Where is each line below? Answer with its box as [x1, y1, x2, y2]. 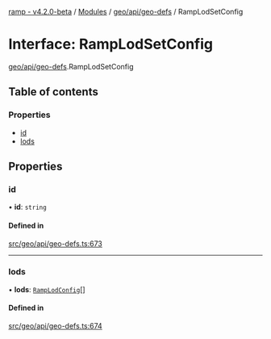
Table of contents [8, 85, 98, 99]
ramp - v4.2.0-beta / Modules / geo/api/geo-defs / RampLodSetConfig [8, 7, 244, 16]
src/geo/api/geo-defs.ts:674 [8, 321, 102, 331]
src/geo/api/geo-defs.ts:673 [8, 238, 103, 249]
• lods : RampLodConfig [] [8, 284, 86, 294]
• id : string [8, 202, 47, 212]
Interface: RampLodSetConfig [8, 36, 214, 53]
